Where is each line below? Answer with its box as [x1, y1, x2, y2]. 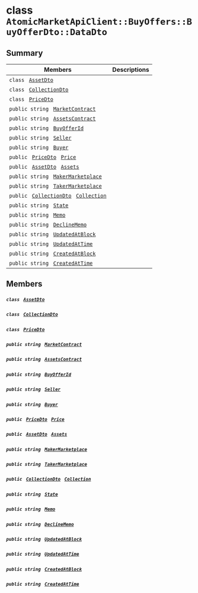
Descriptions [112, 66, 149, 74]
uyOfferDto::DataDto [6, 27, 108, 38]
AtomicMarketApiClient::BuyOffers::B [6, 16, 193, 27]
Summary [6, 48, 43, 58]
